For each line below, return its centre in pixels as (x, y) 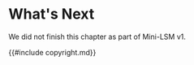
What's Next (52, 14)
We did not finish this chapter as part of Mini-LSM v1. (97, 37)
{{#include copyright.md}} (52, 52)
